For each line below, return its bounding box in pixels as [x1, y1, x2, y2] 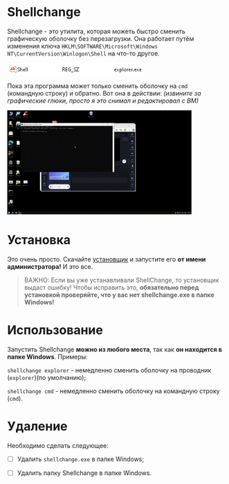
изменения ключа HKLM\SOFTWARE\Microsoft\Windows [7, 42, 158, 50]
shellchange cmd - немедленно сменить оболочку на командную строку [7, 386, 220, 395]
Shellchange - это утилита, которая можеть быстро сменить [7, 27, 185, 35]
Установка [7, 232, 71, 248]
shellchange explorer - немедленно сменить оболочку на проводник [7, 365, 212, 374]
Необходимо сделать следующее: [7, 441, 109, 449]
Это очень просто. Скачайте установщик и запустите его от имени [7, 254, 206, 263]
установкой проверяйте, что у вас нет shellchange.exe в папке [24, 291, 214, 299]
